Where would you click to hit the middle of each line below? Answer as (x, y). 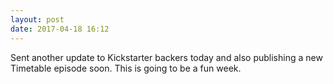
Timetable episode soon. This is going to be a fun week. (126, 68)
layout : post (37, 19)
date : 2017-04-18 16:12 (60, 29)
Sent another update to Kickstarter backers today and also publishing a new (166, 57)
